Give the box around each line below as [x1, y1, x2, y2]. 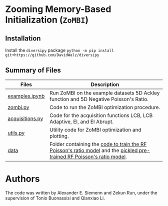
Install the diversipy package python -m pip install [5, 47, 114, 53]
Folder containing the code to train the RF [49, 140, 147, 147]
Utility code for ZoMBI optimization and [49, 126, 141, 133]
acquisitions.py [7, 115, 43, 122]
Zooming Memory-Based [5, 3, 111, 15]
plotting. [49, 132, 69, 139]
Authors [5, 173, 40, 184]
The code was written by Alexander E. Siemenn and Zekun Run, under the [5, 189, 157, 195]
